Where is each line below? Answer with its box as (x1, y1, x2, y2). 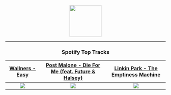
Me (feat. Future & (50, 68, 96, 75)
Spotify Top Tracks (62, 48, 109, 55)
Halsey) (63, 74, 83, 81)
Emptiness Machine (111, 71, 161, 78)
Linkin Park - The (114, 65, 158, 72)
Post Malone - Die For (45, 61, 101, 69)
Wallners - (9, 65, 36, 72)
